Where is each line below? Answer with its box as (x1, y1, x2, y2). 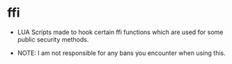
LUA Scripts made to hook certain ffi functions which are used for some (17, 28, 224, 36)
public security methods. (17, 35, 89, 43)
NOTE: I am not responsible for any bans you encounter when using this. (17, 49, 226, 57)
